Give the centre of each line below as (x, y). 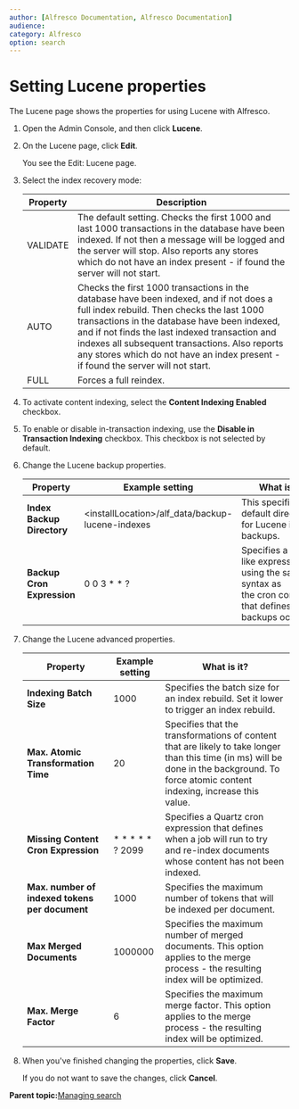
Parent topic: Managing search (65, 1096)
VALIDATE (48, 245)
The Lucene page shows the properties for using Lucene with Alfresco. (140, 112)
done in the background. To (222, 769)
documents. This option (214, 947)
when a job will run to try (217, 840)
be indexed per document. (220, 909)
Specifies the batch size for (222, 688)
